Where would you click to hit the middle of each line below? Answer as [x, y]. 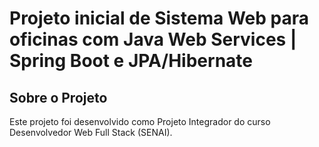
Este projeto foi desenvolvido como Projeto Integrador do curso [140, 121]
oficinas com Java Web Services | [153, 39]
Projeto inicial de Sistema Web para [159, 18]
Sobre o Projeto [58, 97]
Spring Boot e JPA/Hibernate [131, 61]
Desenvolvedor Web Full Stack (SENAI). [91, 132]
